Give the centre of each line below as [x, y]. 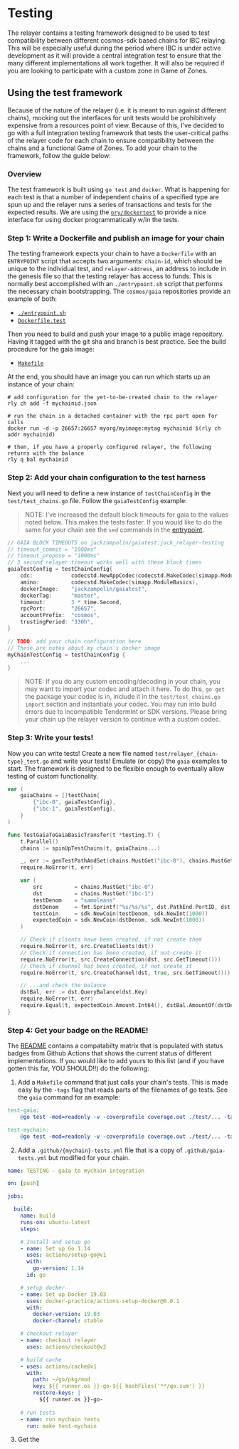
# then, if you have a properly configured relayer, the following [110, 447]
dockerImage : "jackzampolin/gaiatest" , [84, 589]
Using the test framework [65, 93]
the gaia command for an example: [69, 1097]
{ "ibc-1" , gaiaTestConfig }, [74, 809]
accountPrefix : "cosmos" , [60, 616]
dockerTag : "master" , [60, 596]
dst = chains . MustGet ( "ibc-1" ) [94, 894]
